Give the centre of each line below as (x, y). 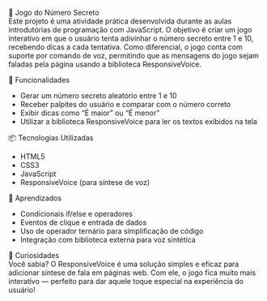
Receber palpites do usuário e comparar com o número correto (125, 104)
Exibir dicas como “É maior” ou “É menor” (90, 113)
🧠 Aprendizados (35, 198)
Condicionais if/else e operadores (76, 214)
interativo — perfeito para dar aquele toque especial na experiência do (126, 281)
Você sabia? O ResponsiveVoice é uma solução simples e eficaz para (124, 264)
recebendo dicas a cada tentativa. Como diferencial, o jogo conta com (125, 47)
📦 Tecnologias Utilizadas (51, 138)
